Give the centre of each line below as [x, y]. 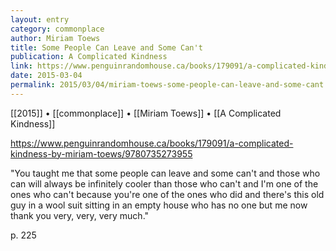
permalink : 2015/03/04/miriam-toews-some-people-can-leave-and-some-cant [167, 85]
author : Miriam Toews [55, 38]
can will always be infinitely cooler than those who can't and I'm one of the [164, 183]
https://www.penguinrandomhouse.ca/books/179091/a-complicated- [152, 143]
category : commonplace [57, 29]
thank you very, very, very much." [80, 215]
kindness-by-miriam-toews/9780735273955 [101, 153]
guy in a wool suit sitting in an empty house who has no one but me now [159, 205]
